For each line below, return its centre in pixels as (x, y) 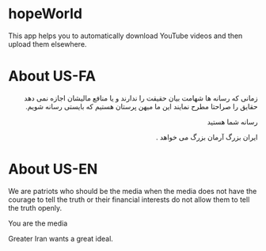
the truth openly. (35, 207)
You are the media (38, 223)
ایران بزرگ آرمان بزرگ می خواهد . (207, 137)
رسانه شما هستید (232, 122)
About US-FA (52, 76)
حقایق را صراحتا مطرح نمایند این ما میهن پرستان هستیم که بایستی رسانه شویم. (141, 106)
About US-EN (53, 169)
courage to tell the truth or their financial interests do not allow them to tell (129, 200)
